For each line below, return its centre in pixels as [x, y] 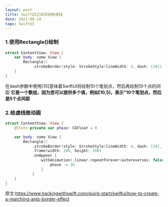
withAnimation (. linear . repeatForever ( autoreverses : [96, 160]
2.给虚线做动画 [23, 113]
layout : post [19, 10]
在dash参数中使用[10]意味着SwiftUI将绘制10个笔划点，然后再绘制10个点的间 [83, 86]
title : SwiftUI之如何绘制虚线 [34, 14]
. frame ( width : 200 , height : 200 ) [66, 151]
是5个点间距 [17, 98]
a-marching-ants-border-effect [37, 199]
